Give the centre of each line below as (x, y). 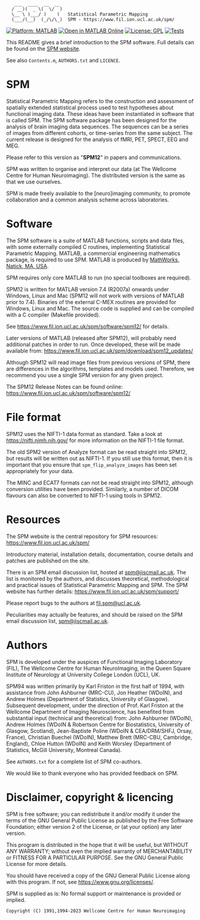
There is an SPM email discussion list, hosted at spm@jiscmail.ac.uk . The (96, 572)
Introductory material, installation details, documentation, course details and (100, 554)
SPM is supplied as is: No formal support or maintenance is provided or (94, 893)
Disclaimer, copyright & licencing (90, 797)
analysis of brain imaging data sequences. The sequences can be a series (98, 127)
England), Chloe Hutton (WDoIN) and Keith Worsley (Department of (89, 743)
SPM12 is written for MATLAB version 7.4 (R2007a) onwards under (87, 289)
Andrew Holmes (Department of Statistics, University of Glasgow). (88, 699)
